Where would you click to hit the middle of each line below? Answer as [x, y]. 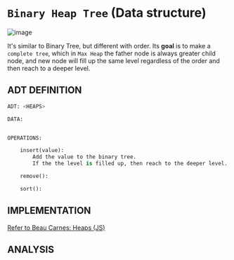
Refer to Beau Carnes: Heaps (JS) [56, 227]
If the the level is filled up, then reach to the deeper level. [130, 164]
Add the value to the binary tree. [85, 157]
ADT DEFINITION [45, 90]
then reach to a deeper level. [49, 68]
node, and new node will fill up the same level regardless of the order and [113, 60]
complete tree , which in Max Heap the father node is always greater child [112, 53]
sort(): [31, 189]
